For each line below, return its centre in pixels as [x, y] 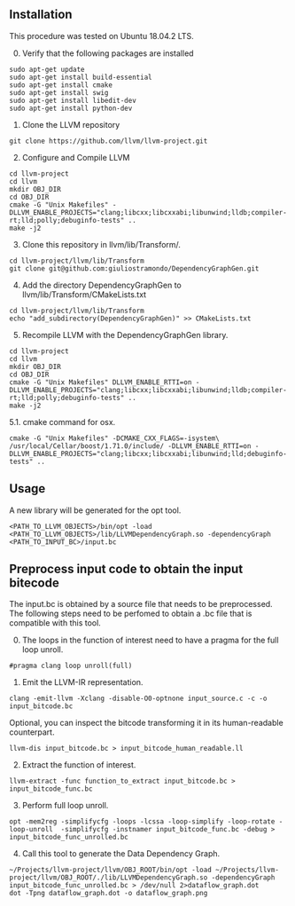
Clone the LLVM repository [71, 124]
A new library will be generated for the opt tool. [95, 510]
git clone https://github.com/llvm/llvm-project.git [109, 141]
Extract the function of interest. [79, 765]
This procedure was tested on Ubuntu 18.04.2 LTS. [102, 35]
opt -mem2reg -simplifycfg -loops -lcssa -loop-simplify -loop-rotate [142, 822]
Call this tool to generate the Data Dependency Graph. [121, 854]
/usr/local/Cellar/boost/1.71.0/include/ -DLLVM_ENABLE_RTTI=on [130, 446]
